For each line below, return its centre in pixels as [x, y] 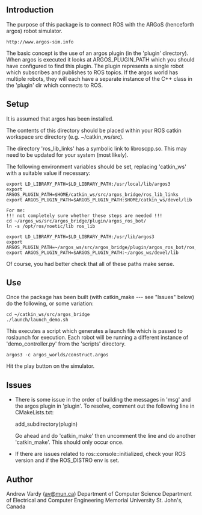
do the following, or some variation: [50, 303]
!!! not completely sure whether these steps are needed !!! [84, 216]
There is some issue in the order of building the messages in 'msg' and [103, 400]
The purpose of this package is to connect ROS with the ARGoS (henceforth [100, 24]
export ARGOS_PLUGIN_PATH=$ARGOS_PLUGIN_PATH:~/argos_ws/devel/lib [93, 253]
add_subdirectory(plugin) [46, 424]
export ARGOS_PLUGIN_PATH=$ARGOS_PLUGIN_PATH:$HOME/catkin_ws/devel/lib [99, 200]
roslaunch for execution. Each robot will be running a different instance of [97, 338]
